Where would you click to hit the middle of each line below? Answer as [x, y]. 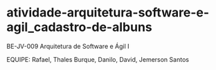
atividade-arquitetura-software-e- [108, 13]
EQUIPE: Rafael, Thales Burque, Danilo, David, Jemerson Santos [98, 59]
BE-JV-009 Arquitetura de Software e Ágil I [68, 46]
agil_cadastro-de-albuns [80, 27]
